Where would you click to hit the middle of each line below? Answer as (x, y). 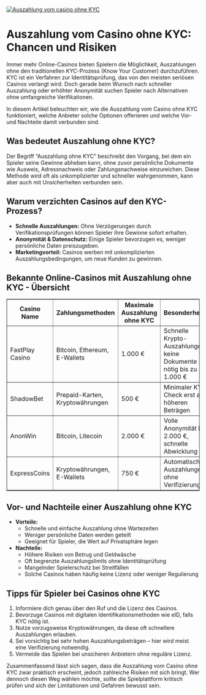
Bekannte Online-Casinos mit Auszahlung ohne (99, 277)
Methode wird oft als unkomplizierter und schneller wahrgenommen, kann (100, 176)
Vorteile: (26, 522)
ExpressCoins (30, 473)
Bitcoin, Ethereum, (82, 350)
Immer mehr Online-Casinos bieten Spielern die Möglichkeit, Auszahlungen (101, 64)
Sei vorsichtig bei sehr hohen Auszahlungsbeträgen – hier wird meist (102, 641)
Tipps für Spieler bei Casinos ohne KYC (83, 593)
